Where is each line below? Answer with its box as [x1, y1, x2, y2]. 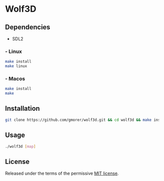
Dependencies [5, 23, 50, 31]
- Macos [5, 75, 25, 82]
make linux [5, 64, 27, 69]
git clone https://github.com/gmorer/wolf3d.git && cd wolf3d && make [5, 117, 152, 122]
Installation [5, 104, 40, 113]
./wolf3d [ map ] [5, 144, 36, 149]
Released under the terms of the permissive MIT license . [5, 170, 119, 177]
